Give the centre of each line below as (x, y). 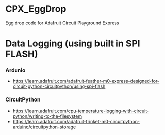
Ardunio (15, 70)
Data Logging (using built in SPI (73, 43)
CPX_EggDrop (36, 9)
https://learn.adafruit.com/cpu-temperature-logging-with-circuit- (80, 111)
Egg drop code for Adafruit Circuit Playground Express (62, 23)
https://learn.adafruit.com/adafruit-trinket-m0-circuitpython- (76, 121)
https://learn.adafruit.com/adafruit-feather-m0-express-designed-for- (86, 81)
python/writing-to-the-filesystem (47, 116)
